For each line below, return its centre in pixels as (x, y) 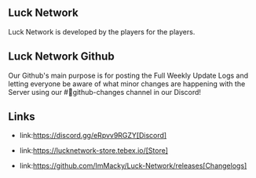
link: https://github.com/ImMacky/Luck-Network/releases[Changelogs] (133, 166)
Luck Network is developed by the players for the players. (102, 31)
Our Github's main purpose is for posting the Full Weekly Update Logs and (128, 75)
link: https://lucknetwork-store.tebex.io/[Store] (94, 151)
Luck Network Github (62, 57)
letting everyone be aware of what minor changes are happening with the (127, 84)
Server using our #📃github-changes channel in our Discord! (105, 92)
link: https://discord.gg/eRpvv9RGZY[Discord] (93, 136)
